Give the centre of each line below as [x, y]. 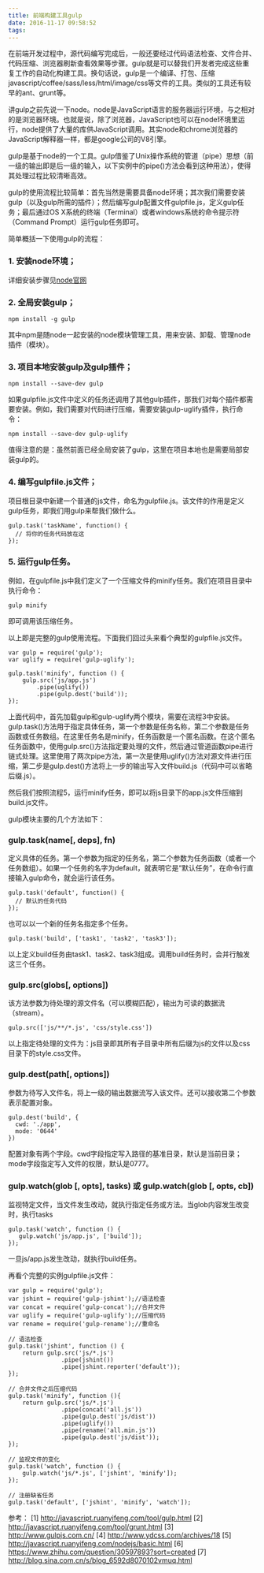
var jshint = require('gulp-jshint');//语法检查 [87, 1299]
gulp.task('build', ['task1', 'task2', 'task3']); [93, 939]
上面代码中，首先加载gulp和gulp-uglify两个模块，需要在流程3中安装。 [121, 716]
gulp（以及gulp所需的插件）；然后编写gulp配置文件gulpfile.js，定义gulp [123, 203]
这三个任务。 [29, 964]
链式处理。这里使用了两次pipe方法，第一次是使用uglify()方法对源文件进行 [126, 756]
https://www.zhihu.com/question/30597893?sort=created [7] [107, 1552]
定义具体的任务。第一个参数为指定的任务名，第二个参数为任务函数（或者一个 [132, 858]
